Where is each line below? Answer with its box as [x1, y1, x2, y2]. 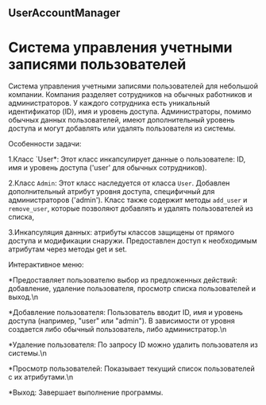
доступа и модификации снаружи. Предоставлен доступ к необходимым [8, 236, 257, 246]
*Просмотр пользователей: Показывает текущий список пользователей [8, 364, 256, 373]
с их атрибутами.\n [8, 372, 74, 382]
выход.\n [8, 292, 39, 302]
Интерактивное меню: [8, 260, 85, 270]
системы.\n [8, 349, 48, 358]
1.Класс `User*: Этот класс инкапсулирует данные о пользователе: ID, [8, 154, 246, 164]
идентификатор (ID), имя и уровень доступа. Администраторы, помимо [8, 107, 252, 116]
